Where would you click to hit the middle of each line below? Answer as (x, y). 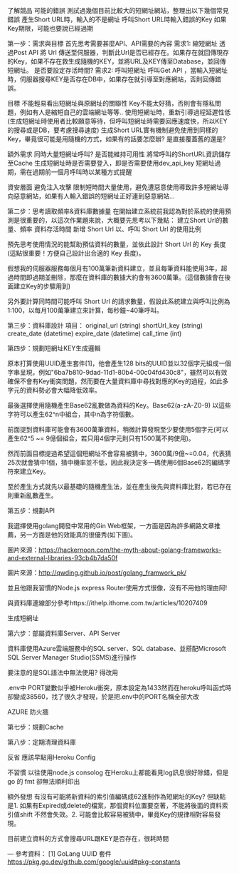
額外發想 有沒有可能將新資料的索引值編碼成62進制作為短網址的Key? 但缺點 (117, 797)
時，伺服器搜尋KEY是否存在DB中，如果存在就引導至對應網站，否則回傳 (111, 79)
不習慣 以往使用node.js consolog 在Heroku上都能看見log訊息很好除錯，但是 (118, 772)
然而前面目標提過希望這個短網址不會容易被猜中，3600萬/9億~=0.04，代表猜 (119, 453)
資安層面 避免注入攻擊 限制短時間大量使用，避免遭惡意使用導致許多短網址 (115, 187)
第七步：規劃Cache (36, 727)
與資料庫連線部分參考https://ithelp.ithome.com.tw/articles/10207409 (107, 603)
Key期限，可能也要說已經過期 (51, 28)
